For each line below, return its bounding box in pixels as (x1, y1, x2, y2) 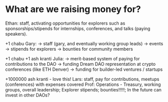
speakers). (5, 31, 28, 37)
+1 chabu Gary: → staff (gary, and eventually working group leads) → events (5, 40, 163, 46)
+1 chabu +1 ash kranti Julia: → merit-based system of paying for (5, 55, 140, 61)
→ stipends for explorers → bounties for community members (5, 46, 133, 52)
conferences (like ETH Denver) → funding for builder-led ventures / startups (5, 66, 163, 72)
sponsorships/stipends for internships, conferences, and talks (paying (5, 25, 151, 31)
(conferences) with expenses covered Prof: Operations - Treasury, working (5, 81, 161, 87)
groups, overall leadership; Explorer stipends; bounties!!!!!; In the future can (5, 86, 162, 92)
